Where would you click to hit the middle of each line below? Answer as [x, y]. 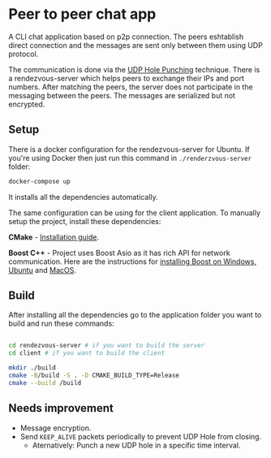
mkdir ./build [32, 368]
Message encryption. [56, 428]
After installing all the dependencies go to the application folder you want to [135, 315]
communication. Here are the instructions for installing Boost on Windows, [133, 261]
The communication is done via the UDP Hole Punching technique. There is [134, 69]
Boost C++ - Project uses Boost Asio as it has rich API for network [119, 253]
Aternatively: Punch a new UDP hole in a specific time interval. [136, 445]
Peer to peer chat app [82, 14]
